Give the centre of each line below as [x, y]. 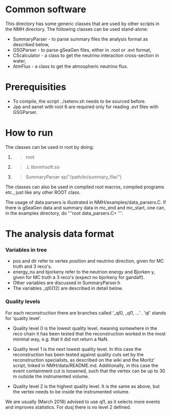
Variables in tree [26, 250]
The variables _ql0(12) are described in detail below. [68, 288]
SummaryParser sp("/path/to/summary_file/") [73, 177]
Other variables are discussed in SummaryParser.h [66, 283]
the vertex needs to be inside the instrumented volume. [71, 391]
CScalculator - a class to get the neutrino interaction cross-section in [86, 55]
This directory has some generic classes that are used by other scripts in [82, 24]
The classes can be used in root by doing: [50, 147]
